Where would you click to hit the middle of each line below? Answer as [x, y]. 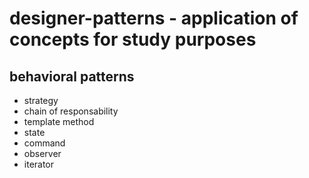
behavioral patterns [72, 76]
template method [59, 121]
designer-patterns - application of [154, 18]
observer [42, 153]
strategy [41, 100]
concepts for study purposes [133, 39]
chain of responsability [71, 111]
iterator [39, 164]
